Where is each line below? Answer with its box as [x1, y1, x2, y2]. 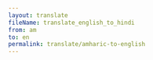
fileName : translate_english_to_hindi [8, 19, 135, 26]
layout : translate [8, 11, 68, 19]
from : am [8, 26, 37, 34]
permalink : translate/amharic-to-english [8, 41, 146, 48]
